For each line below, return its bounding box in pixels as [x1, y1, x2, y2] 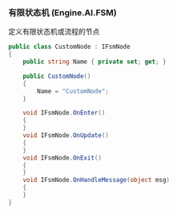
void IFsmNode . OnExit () [22, 154, 103, 162]
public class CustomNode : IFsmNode [8, 42, 131, 51]
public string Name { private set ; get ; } [22, 58, 167, 66]
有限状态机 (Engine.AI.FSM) [8, 6, 118, 18]
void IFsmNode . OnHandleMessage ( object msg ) [22, 176, 171, 184]
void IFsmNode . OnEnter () [22, 109, 106, 117]
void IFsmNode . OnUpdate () [22, 131, 110, 139]
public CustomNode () [22, 72, 91, 80]
